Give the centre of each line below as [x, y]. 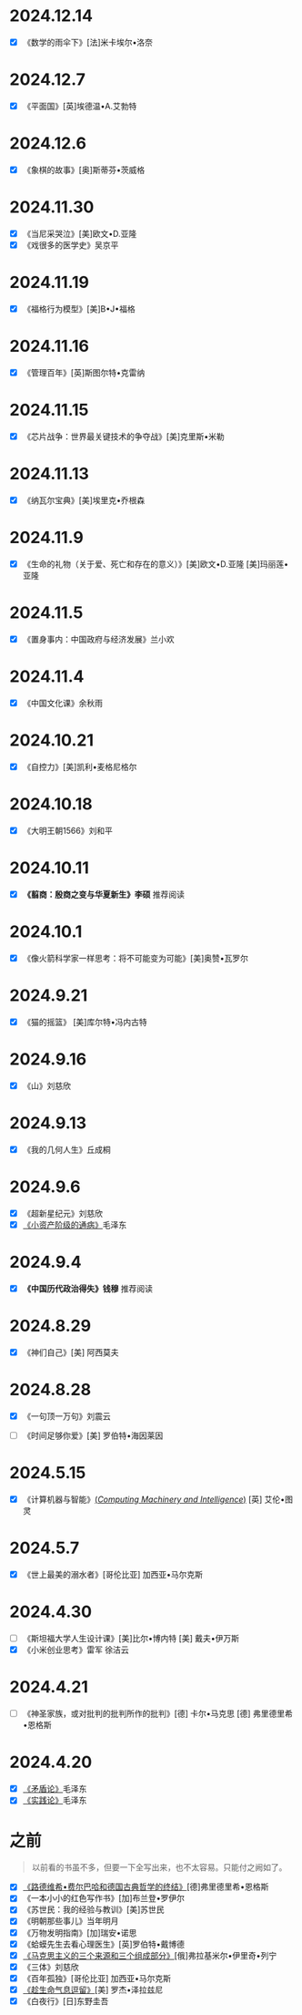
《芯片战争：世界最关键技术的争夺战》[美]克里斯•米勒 [123, 437]
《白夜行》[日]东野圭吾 [65, 2000]
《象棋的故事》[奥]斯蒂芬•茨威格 [84, 170]
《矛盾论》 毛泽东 [55, 1789]
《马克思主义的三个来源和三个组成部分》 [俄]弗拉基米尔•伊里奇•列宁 [150, 1955]
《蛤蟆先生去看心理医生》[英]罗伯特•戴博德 [103, 1944]
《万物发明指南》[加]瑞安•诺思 [80, 1932]
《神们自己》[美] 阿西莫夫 [70, 1352]
